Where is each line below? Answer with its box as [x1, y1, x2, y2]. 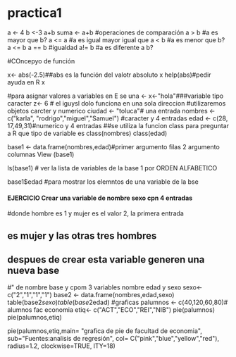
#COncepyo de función [7, 56, 75, 65]
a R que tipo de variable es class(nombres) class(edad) [7, 129, 168, 137]
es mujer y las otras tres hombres [7, 230, 157, 242]
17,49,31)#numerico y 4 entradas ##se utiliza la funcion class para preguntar [7, 121, 230, 130]
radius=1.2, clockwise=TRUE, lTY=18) [7, 342, 116, 350]
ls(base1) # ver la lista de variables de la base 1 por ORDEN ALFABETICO [7, 163, 218, 172]
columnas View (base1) [7, 150, 75, 158]
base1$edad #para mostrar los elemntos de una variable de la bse [7, 177, 199, 186]
